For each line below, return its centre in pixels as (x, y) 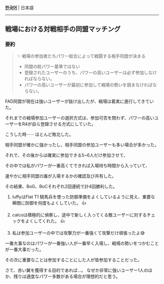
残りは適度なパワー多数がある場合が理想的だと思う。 (67, 276)
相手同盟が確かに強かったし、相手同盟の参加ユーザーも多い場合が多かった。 (82, 144)
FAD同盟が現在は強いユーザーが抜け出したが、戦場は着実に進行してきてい (80, 101)
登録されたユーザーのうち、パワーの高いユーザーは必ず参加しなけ (91, 72)
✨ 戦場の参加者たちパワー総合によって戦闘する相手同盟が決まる (81, 56)
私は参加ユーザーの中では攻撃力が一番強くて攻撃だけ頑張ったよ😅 (78, 233)
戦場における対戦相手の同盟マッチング (63, 29)
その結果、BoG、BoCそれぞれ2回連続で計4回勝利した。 (61, 186)
